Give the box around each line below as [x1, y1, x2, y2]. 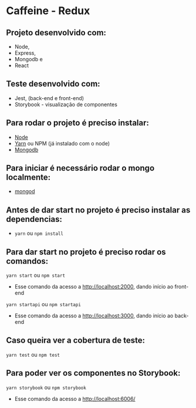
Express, [14, 49, 36, 57]
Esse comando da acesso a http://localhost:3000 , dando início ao [14, 312, 174, 319]
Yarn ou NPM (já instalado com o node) [14, 140, 110, 147]
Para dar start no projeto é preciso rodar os [6, 247, 166, 257]
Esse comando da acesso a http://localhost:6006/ [14, 395, 136, 402]
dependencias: [6, 214, 63, 224]
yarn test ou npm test [6, 351, 60, 358]
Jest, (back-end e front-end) [14, 94, 84, 101]
